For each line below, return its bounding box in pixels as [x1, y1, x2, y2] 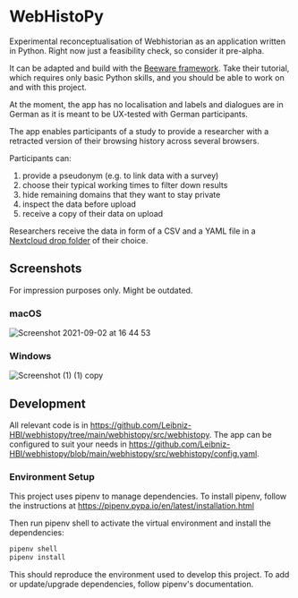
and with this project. [9, 81, 88, 92]
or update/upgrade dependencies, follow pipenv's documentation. [9, 579, 254, 590]
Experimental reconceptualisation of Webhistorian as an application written [9, 36, 286, 47]
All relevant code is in [9, 420, 89, 431]
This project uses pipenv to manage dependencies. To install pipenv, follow [9, 491, 287, 502]
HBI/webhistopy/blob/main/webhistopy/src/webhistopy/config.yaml [9, 448, 258, 459]
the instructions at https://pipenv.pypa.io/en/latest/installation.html [9, 500, 255, 511]
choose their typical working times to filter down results [21, 179, 228, 190]
